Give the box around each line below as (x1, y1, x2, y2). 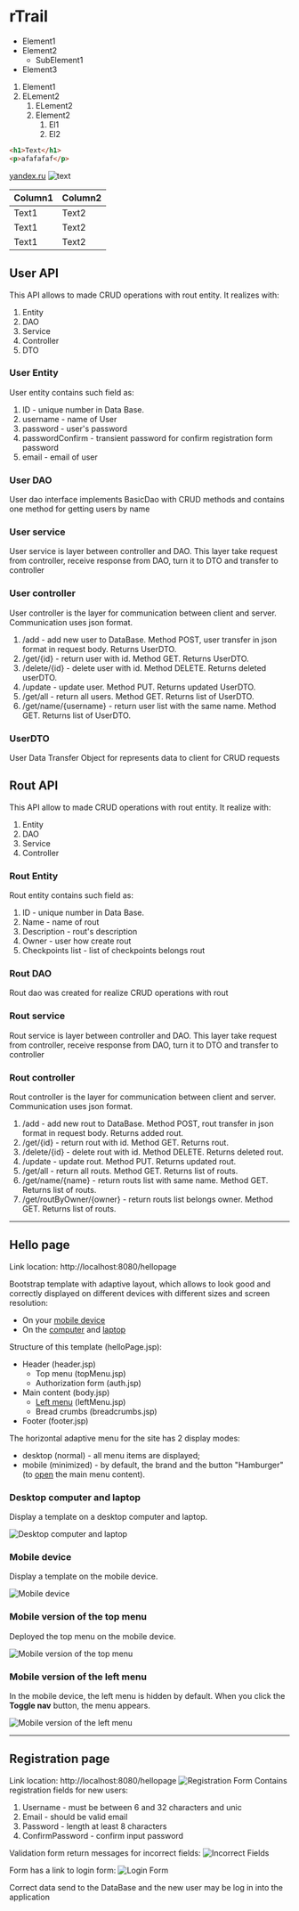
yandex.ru (9, 170, 46, 181)
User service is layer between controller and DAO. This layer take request (9, 546, 279, 557)
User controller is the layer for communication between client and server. (9, 608, 278, 618)
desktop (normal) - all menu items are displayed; (21, 1450, 200, 1460)
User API (9, 265, 60, 282)
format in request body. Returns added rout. (21, 1127, 184, 1138)
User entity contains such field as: (9, 387, 135, 397)
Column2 (61, 192, 102, 204)
